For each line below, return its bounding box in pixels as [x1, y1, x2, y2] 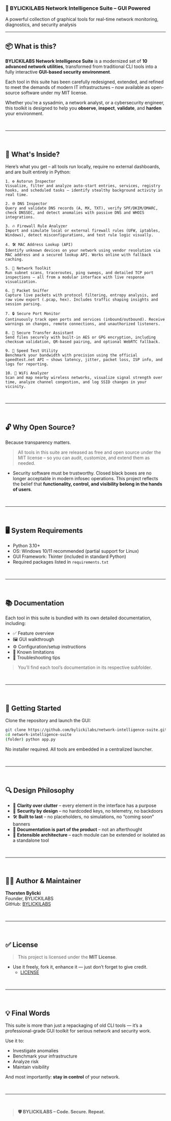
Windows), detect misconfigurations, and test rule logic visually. [5, 232, 154, 237]
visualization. [5, 279, 38, 284]
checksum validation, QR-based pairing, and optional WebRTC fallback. [5, 339, 160, 344]
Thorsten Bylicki [5, 890, 41, 896]
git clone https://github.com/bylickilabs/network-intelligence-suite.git [5, 727, 167, 733]
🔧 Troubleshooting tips [12, 655, 61, 661]
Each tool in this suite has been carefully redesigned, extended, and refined [5, 79, 164, 85]
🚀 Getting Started [5, 704, 62, 712]
